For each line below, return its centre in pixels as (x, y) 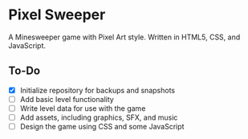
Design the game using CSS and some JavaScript (102, 127)
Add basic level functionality (67, 99)
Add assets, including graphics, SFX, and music (99, 117)
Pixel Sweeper (57, 15)
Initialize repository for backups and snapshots (97, 90)
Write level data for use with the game (83, 108)
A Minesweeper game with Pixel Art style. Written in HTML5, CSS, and (124, 37)
